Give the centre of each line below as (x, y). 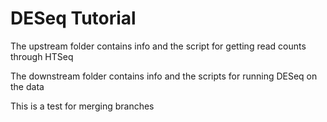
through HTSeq (42, 56)
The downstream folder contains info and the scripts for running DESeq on (164, 76)
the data (27, 86)
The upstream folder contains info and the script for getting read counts (158, 46)
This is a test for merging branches (82, 106)
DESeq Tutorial (73, 18)
